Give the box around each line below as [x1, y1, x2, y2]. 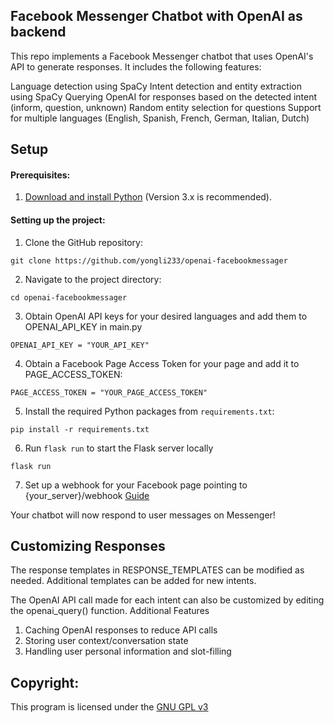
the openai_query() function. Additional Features [10, 605, 210, 617]
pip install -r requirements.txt [10, 424, 150, 434]
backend [10, 24, 67, 41]
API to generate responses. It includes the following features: [10, 60, 262, 73]
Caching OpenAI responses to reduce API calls [24, 624, 218, 636]
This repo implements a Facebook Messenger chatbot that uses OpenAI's [10, 50, 314, 62]
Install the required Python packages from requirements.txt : [24, 405, 275, 417]
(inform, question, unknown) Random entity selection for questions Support [10, 101, 322, 113]
